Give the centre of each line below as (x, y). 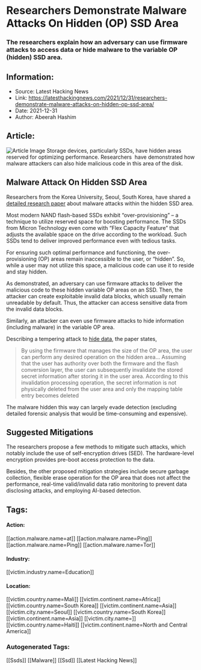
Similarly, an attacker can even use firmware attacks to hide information (95, 321)
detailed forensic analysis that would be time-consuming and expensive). (97, 413)
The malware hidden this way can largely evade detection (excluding (91, 407)
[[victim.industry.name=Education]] (50, 572)
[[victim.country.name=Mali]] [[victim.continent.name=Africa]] (83, 599)
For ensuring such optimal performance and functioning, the (81, 252)
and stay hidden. (27, 272)
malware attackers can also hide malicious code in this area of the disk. (95, 163)
